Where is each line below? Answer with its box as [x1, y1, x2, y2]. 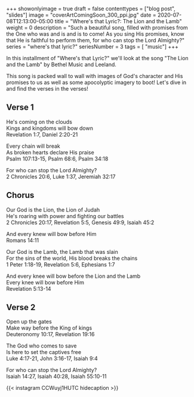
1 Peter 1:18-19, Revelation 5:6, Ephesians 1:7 [6, 260, 115, 268]
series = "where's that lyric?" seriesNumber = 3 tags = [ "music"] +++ [6, 43, 179, 50]
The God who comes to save [6, 342, 77, 349]
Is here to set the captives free [6, 349, 82, 356]
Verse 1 [6, 103, 34, 113]
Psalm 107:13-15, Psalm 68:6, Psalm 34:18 [6, 155, 109, 162]
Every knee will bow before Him [6, 278, 85, 286]
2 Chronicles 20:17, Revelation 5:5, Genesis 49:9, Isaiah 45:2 [6, 219, 155, 226]
